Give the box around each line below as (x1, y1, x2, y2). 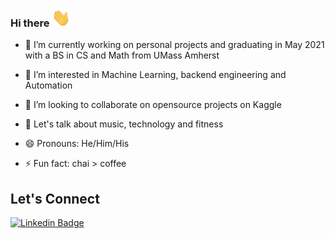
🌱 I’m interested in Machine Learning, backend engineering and (24, 69, 287, 81)
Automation (24, 79, 73, 92)
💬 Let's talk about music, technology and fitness (24, 118, 224, 130)
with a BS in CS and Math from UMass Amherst (24, 49, 220, 62)
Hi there (10, 16, 50, 30)
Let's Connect (10, 190, 100, 207)
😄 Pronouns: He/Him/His (24, 138, 130, 150)
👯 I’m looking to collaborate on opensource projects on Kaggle (24, 99, 282, 111)
